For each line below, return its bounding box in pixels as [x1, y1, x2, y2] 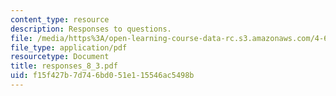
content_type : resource [10, 14, 110, 25]
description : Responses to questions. [10, 24, 172, 34]
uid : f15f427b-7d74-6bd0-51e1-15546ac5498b [10, 71, 195, 81]
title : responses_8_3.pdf [10, 61, 118, 71]
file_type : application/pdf [10, 42, 128, 53]
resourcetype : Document [10, 52, 110, 62]
